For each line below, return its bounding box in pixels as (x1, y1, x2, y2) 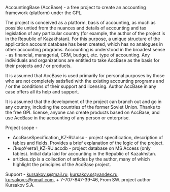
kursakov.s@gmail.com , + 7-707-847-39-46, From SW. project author (5, 177, 151, 182)
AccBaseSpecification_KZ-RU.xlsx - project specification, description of (12, 135, 163, 140)
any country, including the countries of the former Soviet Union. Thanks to (5, 104, 161, 110)
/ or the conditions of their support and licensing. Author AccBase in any (5, 83, 156, 89)
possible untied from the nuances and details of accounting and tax (5, 25, 147, 31)
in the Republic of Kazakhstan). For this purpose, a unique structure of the (5, 36, 160, 42)
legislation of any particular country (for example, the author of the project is (5, 30, 165, 36)
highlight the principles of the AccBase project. (12, 162, 111, 167)
